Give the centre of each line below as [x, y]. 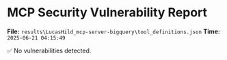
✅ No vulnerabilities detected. [49, 50]
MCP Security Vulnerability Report [107, 13]
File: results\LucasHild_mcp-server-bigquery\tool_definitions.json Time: [114, 31]
